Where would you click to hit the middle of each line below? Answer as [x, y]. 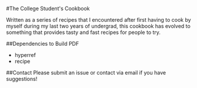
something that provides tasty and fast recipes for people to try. [83, 32]
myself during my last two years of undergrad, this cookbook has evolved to [98, 26]
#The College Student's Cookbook [48, 9]
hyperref [25, 55]
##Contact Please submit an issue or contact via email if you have [86, 72]
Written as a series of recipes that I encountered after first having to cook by [98, 20]
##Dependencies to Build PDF [43, 44]
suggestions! [22, 79]
